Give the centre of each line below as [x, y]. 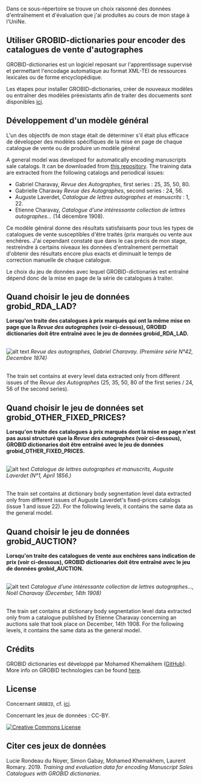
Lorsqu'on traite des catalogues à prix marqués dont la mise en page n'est [101, 432]
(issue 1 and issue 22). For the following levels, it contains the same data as [100, 506]
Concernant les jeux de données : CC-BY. [58, 715]
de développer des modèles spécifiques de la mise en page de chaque [94, 142]
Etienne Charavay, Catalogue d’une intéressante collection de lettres [100, 210]
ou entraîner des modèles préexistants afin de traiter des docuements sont [99, 95]
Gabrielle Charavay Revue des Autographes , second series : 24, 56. [99, 190]
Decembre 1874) [27, 358]
